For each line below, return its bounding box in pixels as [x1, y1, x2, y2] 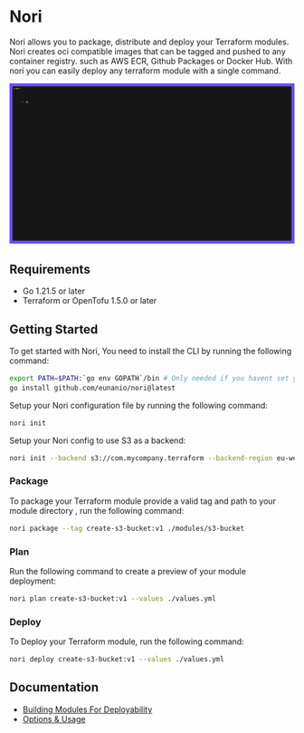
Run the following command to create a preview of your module [9, 566, 247, 577]
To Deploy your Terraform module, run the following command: [9, 636, 244, 647]
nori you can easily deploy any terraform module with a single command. [9, 65, 281, 76]
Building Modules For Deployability [22, 704, 153, 715]
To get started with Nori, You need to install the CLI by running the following [9, 346, 292, 357]
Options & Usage [22, 713, 86, 724]
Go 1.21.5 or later [22, 285, 86, 296]
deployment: [9, 575, 56, 586]
